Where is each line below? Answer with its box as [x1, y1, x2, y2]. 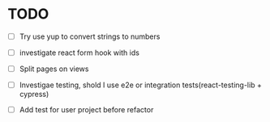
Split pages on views [19, 64, 89, 74]
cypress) [19, 90, 49, 99]
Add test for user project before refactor [19, 105, 154, 115]
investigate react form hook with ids [19, 48, 139, 57]
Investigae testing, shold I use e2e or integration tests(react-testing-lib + [19, 80, 263, 90]
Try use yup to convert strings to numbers [19, 32, 161, 41]
